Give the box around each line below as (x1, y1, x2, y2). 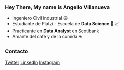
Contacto (5, 48, 28, 55)
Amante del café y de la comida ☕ (12, 34, 83, 40)
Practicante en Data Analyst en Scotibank (12, 28, 99, 34)
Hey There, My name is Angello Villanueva (5, 4, 110, 11)
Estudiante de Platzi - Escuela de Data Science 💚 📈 (12, 21, 119, 27)
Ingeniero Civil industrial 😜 (12, 15, 68, 21)
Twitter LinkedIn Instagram (5, 59, 60, 65)
